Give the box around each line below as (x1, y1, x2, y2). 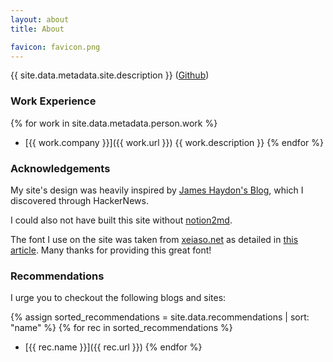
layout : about (10, 14, 70, 25)
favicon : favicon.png (10, 42, 101, 52)
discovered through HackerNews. (10, 194, 149, 206)
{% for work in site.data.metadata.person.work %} (10, 117, 218, 129)
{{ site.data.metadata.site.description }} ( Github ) (10, 69, 210, 81)
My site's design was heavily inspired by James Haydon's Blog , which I (10, 184, 304, 196)
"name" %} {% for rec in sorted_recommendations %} (10, 322, 233, 334)
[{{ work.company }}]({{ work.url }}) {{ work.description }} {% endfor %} (24, 136, 324, 148)
